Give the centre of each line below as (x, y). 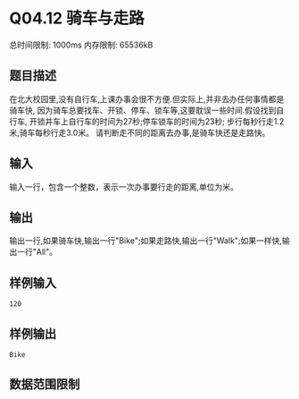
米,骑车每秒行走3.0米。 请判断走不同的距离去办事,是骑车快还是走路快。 (140, 132)
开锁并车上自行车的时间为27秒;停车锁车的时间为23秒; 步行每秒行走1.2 (157, 121)
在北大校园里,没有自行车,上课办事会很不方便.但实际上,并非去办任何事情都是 (147, 98)
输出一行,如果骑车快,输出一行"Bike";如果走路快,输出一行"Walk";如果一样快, (146, 241)
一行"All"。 (37, 252)
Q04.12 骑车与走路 (77, 18)
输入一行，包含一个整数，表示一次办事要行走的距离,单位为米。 (124, 187)
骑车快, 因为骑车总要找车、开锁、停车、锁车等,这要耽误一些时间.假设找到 (143, 110)
